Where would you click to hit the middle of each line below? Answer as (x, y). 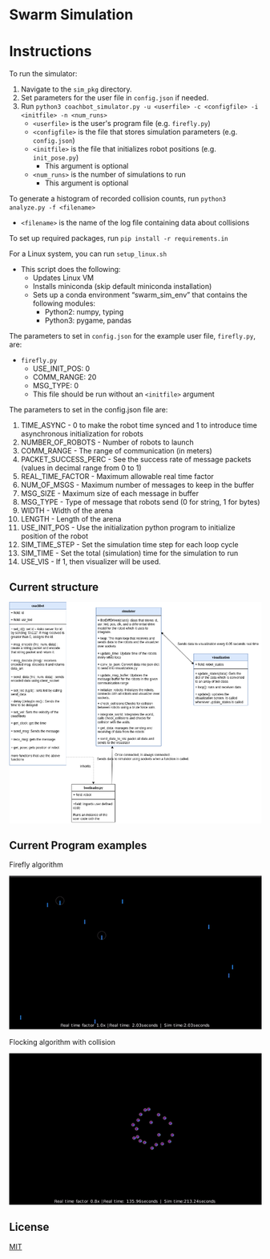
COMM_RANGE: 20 (64, 377)
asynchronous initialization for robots (82, 434)
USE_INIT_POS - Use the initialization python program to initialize (128, 528)
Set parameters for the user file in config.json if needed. (115, 98)
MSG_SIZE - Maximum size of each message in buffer (110, 493)
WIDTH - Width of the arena (67, 510)
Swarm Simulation (71, 15)
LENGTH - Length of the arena (71, 519)
